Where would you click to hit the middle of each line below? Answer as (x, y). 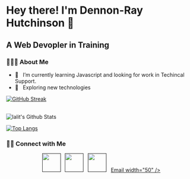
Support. (26, 81)
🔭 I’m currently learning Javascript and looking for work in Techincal (100, 74)
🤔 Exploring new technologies (53, 87)
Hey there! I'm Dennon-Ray (75, 10)
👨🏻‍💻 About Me (27, 62)
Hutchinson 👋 (40, 23)
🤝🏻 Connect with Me (36, 143)
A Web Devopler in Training (58, 45)
